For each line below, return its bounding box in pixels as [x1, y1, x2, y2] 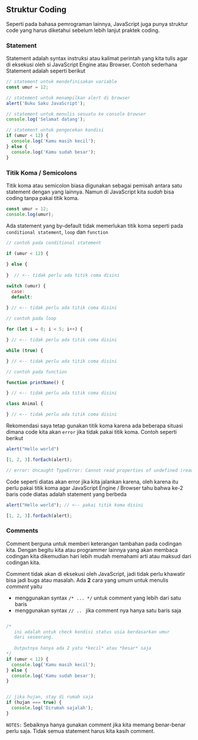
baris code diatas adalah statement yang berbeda [6, 490, 127, 497]
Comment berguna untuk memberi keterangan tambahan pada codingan [6, 540, 182, 547]
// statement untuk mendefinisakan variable [6, 79, 117, 85]
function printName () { [6, 379, 65, 385]
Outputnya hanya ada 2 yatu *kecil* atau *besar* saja [14, 646, 151, 651]
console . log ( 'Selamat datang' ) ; [6, 116, 85, 123]
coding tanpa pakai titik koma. [6, 194, 80, 201]
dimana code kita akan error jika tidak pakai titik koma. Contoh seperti [6, 428, 177, 436]
